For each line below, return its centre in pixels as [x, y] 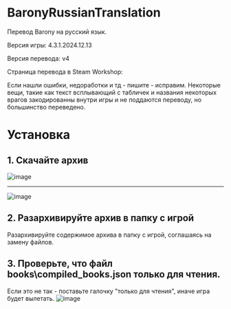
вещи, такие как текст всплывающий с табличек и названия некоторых [112, 92]
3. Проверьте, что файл [60, 264]
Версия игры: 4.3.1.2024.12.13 [49, 45]
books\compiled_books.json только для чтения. [114, 274]
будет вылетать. [31, 298]
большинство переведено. [46, 107]
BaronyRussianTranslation [84, 13]
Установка [39, 135]
